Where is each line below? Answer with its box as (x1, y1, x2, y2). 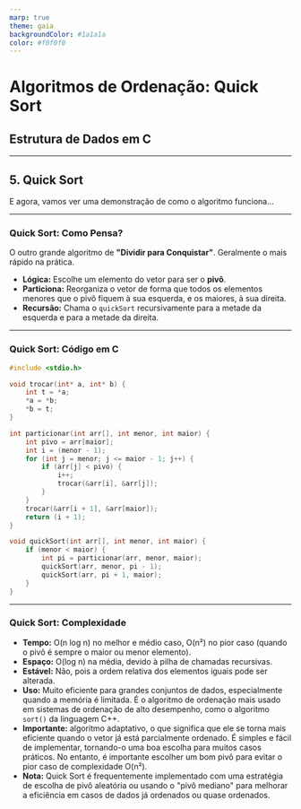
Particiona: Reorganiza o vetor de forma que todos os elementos (21, 283, 262, 294)
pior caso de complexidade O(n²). (21, 761, 148, 771)
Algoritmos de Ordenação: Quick (9, 77, 259, 97)
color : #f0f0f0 (9, 38, 66, 48)
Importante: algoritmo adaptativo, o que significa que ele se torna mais (21, 723, 287, 734)
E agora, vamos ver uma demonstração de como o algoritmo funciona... (9, 196, 275, 207)
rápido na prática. (9, 257, 74, 267)
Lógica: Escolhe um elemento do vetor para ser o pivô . (21, 274, 227, 285)
